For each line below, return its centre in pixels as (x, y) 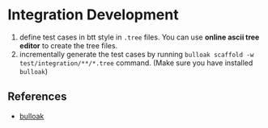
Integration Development (93, 15)
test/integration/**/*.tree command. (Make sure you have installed (136, 63)
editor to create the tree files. (68, 45)
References (37, 97)
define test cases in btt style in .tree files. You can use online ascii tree (139, 37)
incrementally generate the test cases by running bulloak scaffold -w (136, 54)
